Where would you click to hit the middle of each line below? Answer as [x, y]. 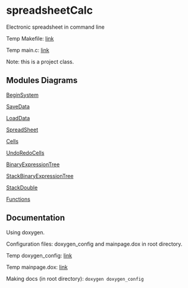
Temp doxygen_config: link [39, 255]
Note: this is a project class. [40, 62]
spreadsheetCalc [50, 10]
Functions [18, 199]
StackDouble [22, 187]
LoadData [18, 118]
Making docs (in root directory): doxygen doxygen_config [75, 278]
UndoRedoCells [25, 152]
